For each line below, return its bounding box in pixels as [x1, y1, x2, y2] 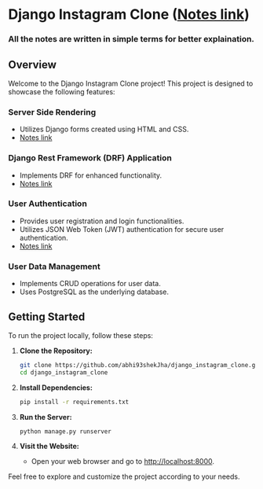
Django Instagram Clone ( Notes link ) [8, 6, 250, 24]
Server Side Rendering [8, 106, 97, 117]
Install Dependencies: [19, 383, 93, 392]
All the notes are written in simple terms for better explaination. [8, 34, 255, 45]
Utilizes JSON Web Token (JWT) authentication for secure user [19, 224, 225, 233]
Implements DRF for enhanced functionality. [19, 171, 163, 180]
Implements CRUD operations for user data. [19, 279, 161, 289]
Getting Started [8, 310, 86, 323]
